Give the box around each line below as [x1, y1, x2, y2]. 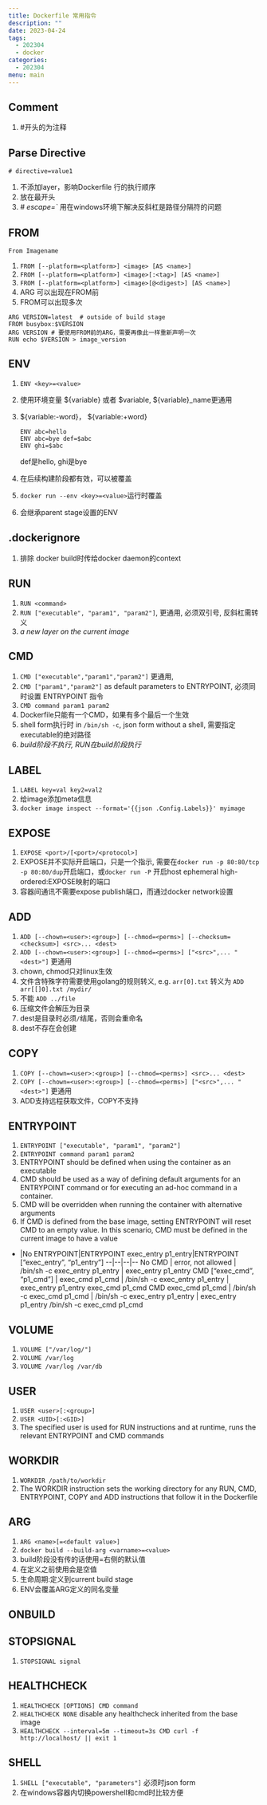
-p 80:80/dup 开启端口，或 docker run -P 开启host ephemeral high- [19, 867, 238, 876]
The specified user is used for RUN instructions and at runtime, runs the [19, 1422, 257, 1432]
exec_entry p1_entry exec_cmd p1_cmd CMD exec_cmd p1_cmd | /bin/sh [19, 1283, 257, 1292]
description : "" [8, 19, 62, 27]
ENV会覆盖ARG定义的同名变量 [19, 1584, 120, 1594]
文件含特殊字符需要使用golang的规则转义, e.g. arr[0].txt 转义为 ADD [19, 976, 245, 985]
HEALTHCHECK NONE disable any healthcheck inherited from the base [19, 1709, 238, 1718]
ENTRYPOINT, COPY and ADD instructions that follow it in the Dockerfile [19, 1492, 258, 1501]
